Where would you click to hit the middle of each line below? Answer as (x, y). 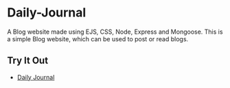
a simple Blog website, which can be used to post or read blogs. (98, 38)
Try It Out (28, 61)
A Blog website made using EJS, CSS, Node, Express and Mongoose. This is (115, 32)
